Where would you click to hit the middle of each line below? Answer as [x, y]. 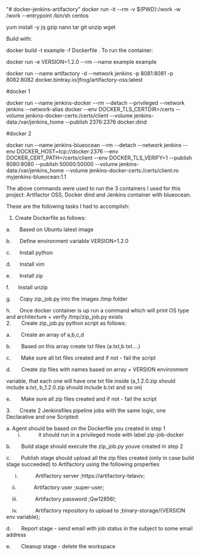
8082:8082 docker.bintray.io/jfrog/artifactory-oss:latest [75, 80]
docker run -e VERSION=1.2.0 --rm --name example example [81, 62]
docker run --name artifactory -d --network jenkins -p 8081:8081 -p [90, 73]
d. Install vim [25, 264]
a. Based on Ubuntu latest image [50, 229]
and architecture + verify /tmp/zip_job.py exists [65, 317]
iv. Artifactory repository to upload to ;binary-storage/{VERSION [99, 510]
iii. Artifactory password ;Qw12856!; [64, 499]
